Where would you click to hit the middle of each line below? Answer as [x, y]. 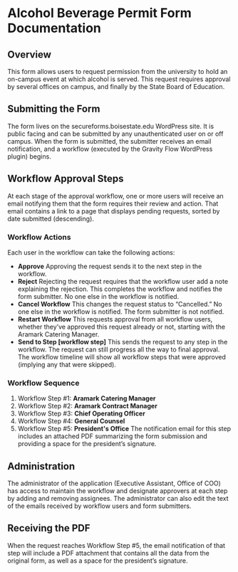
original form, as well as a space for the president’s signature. [98, 561]
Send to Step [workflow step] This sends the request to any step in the [123, 341]
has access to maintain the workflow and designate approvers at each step [118, 491]
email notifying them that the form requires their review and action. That [113, 203]
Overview [30, 54]
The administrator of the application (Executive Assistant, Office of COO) [114, 483]
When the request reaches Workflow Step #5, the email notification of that [117, 545]
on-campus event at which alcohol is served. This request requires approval [119, 79]
